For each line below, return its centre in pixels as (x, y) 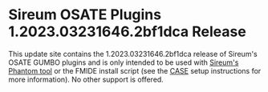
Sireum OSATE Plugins (85, 15)
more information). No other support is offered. (86, 79)
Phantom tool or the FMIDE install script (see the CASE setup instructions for (135, 70)
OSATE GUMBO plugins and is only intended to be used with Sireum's (124, 62)
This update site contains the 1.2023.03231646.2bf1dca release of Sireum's (133, 54)
